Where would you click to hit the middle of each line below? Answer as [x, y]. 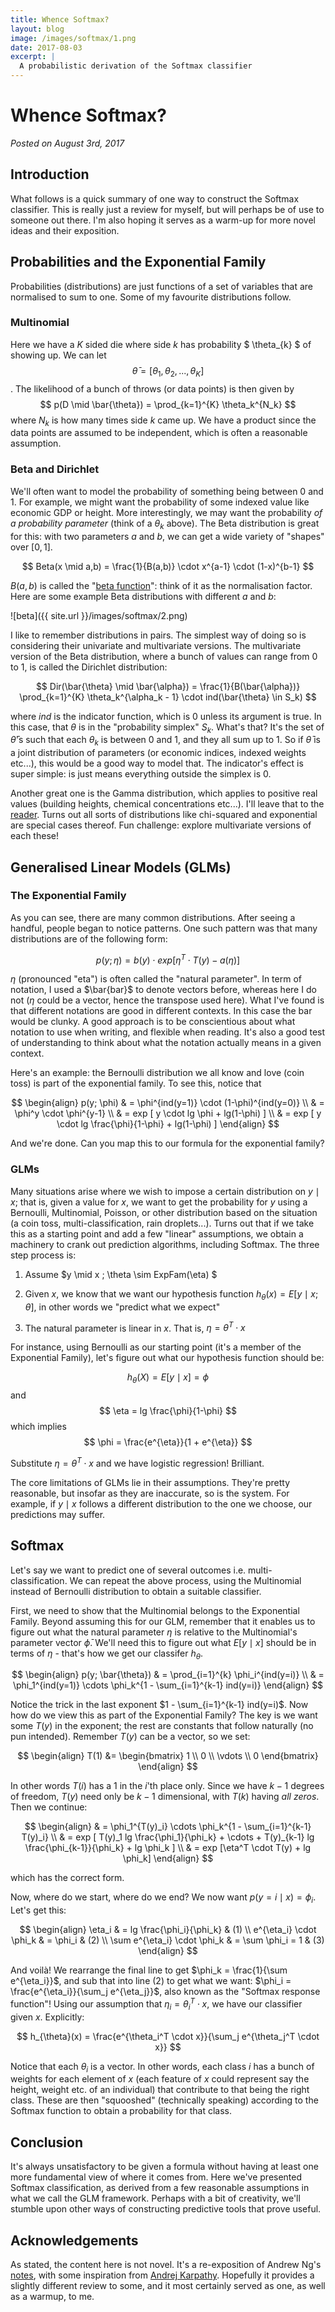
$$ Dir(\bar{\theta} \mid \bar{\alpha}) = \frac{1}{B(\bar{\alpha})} [168, 686]
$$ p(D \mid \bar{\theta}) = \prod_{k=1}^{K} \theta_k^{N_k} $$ [168, 404]
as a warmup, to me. [52, 2296]
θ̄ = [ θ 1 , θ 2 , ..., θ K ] [168, 371]
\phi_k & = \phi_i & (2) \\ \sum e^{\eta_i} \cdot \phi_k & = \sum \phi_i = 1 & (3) [168, 1940]
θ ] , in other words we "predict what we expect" [122, 1307]
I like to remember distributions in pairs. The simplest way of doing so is [158, 635]
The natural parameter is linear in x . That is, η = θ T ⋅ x [135, 1327]
